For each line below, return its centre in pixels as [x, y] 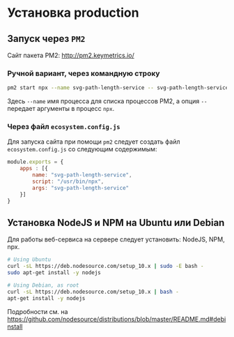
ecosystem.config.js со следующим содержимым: [82, 149]
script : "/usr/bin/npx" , [68, 182]
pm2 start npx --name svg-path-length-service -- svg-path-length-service [118, 88]
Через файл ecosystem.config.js [64, 127]
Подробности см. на [38, 311]
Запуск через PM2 [46, 39]
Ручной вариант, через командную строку [84, 73]
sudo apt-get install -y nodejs [54, 273]
